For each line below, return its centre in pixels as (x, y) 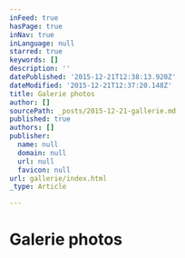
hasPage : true (36, 26)
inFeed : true (34, 18)
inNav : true (32, 35)
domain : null (42, 153)
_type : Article (38, 187)
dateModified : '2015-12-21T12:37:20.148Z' (91, 85)
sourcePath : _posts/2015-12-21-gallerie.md (93, 111)
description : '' (40, 69)
